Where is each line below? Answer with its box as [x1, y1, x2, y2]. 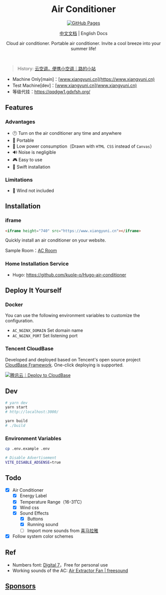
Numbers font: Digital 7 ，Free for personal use [12, 562, 108, 568]
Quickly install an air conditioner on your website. [5, 237, 106, 243]
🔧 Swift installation [12, 164, 51, 170]
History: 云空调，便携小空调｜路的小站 [17, 65, 96, 71]
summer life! [71, 45, 96, 51]
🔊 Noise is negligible [12, 149, 56, 155]
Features [5, 103, 33, 112]
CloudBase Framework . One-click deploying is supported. [5, 362, 124, 368]
